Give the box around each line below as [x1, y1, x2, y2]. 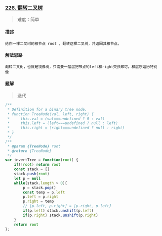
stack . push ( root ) [14, 172, 50, 177]
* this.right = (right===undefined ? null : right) [7, 125, 125, 131]
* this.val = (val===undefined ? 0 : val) [7, 116, 105, 121]
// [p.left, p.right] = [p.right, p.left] [23, 204, 112, 209]
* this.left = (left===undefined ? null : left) [7, 121, 119, 126]
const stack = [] [14, 167, 50, 172]
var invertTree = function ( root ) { [5, 157, 79, 163]
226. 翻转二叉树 [5, 4, 43, 11]
